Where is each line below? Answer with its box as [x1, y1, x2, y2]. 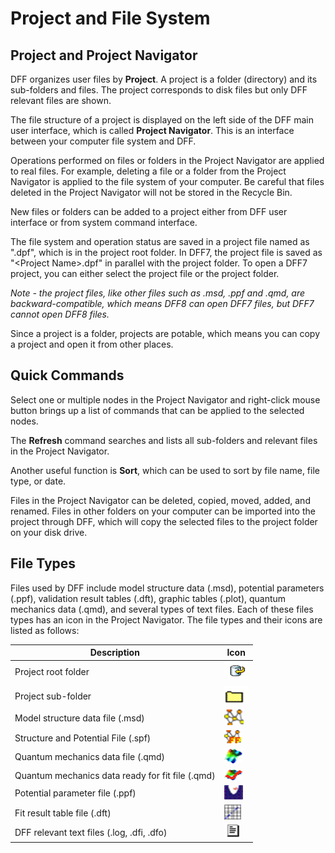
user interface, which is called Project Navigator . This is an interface [10, 125, 295, 136]
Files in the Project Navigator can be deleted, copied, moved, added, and [10, 494, 311, 506]
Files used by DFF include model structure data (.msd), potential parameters [10, 582, 325, 594]
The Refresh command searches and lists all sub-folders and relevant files [10, 434, 318, 446]
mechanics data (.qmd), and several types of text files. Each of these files [10, 603, 314, 615]
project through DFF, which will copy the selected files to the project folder [10, 515, 318, 527]
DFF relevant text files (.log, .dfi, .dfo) [14, 826, 168, 838]
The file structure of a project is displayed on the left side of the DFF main [10, 114, 314, 126]
